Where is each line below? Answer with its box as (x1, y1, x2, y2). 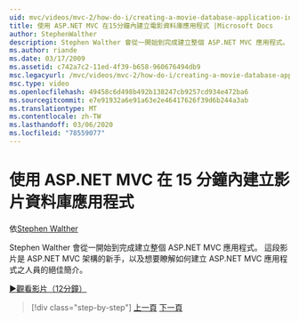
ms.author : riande (9, 46, 77, 55)
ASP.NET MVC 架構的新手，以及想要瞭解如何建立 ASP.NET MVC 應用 (26, 253, 280, 263)
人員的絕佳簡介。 (24, 264, 87, 275)
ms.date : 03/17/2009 (9, 54, 86, 63)
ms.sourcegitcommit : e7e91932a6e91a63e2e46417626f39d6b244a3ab (9, 95, 249, 105)
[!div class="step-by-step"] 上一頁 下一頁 (30, 301, 183, 312)
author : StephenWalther (9, 29, 98, 38)
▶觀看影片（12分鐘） (9, 283, 87, 293)
